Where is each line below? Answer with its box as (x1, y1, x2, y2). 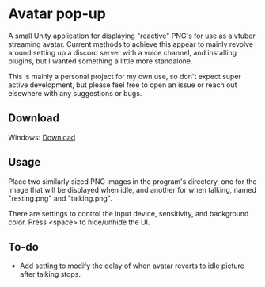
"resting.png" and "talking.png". (8, 193, 112, 203)
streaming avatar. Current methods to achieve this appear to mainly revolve (8, 39, 254, 48)
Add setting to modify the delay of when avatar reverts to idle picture (19, 261, 245, 270)
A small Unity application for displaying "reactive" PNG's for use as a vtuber (8, 31, 256, 40)
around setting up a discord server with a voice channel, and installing (8, 48, 237, 57)
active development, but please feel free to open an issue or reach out (8, 80, 237, 90)
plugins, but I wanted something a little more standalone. (8, 56, 193, 66)
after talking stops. (19, 270, 81, 279)
